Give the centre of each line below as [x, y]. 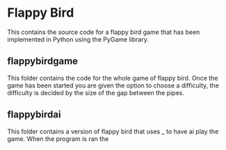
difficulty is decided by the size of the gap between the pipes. [96, 92]
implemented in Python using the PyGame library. [78, 39]
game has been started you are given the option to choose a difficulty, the [113, 85]
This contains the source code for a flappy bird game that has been [104, 32]
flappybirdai [34, 115]
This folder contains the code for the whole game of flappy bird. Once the [113, 78]
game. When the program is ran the [58, 139]
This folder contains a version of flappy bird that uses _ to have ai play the [113, 131]
